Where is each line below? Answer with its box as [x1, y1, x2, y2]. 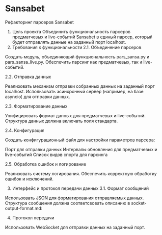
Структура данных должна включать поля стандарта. [5, 118, 118, 124]
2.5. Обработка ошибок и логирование [5, 161, 86, 167]
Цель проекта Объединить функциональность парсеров [12, 28, 131, 34]
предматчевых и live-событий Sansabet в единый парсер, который [12, 34, 153, 40]
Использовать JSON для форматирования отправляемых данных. [5, 195, 144, 201]
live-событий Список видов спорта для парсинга [5, 152, 108, 157]
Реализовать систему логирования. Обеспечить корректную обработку [5, 170, 157, 177]
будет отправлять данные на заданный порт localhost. [12, 39, 126, 45]
